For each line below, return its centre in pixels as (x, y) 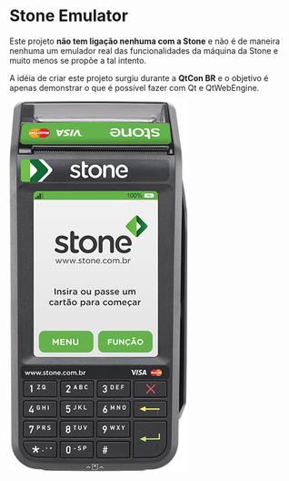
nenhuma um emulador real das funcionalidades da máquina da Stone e (144, 50)
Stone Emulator (69, 16)
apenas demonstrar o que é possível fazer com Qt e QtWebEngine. (135, 87)
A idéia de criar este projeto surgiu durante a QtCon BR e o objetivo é (139, 77)
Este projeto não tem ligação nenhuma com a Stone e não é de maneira (144, 41)
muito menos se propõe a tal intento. (78, 60)
